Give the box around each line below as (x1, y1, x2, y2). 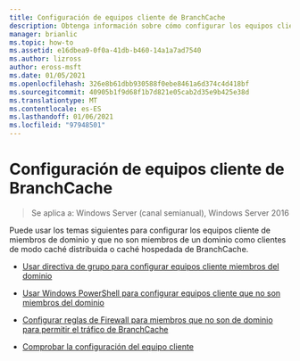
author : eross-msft (9, 63, 82, 72)
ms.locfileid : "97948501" (9, 121, 105, 130)
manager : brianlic (9, 29, 78, 38)
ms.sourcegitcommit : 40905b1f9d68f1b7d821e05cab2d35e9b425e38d (9, 87, 250, 96)
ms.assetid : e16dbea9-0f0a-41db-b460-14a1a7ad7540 (9, 46, 202, 55)
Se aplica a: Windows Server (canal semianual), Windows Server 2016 (30, 207, 290, 218)
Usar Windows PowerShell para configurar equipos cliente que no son (21, 287, 281, 299)
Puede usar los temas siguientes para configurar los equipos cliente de (9, 225, 271, 235)
